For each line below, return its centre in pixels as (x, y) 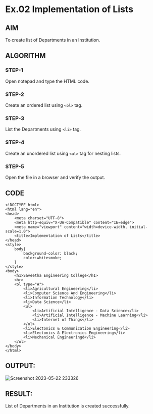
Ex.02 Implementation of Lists (69, 9)
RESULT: (19, 394)
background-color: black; (51, 253)
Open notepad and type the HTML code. (47, 81)
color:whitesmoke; (43, 258)
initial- (139, 227)
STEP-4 (15, 142)
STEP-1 (14, 70)
